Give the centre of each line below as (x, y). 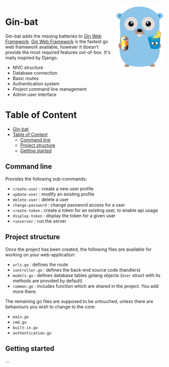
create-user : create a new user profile (53, 188)
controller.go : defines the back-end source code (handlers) (76, 270)
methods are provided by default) (47, 281)
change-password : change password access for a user (69, 205)
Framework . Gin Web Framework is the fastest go (57, 41)
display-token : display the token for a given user (64, 215)
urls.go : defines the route (40, 264)
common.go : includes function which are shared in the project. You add (86, 286)
